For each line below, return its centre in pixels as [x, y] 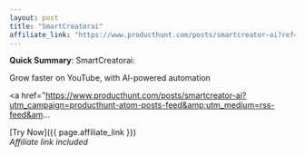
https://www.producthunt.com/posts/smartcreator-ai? [146, 95]
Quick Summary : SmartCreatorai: [72, 61]
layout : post [34, 18]
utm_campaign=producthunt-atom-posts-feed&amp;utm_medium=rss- [142, 105]
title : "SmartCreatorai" [56, 26]
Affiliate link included [49, 142]
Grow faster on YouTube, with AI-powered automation [110, 78]
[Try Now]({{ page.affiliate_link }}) [73, 132]
